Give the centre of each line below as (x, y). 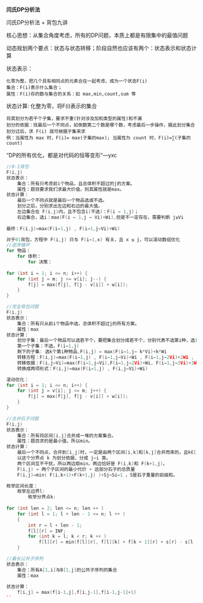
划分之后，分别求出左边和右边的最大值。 (60, 206)
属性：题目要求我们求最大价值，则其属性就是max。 (71, 189)
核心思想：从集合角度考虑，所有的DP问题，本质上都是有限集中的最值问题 (97, 35)
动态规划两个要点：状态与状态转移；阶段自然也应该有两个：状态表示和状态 (99, 48)
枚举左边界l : (31, 492)
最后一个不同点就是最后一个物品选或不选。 (62, 200)
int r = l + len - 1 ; (55, 525)
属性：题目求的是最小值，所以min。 (55, 441)
